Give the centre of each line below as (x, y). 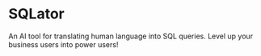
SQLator (36, 14)
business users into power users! (63, 44)
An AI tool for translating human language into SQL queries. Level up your (130, 36)
